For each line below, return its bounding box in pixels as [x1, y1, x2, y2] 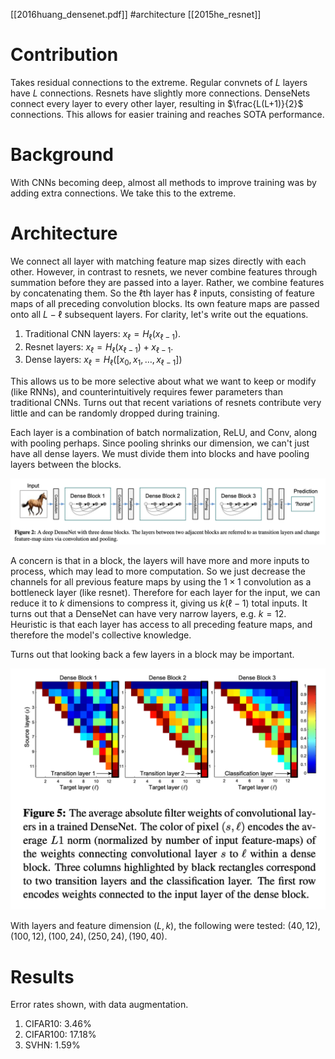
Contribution [10, 44, 119, 66]
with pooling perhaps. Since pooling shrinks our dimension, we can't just [10, 437, 310, 449]
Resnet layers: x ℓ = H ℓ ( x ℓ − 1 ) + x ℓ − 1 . [24, 340, 174, 355]
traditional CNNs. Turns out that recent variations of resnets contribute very [10, 397, 322, 409]
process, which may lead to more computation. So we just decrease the [10, 565, 306, 577]
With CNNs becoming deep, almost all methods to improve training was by [10, 176, 317, 188]
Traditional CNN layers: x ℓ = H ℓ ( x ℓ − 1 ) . [24, 327, 182, 342]
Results [10, 965, 75, 988]
